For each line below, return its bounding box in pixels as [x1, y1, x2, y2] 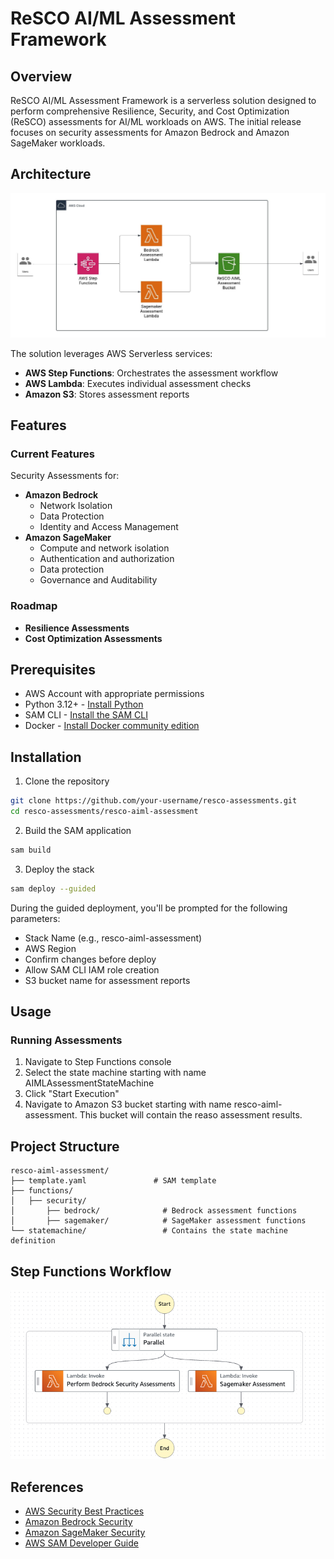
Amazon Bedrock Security [24, 1516, 133, 1528]
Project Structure [10, 1138, 120, 1155]
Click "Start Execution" [24, 1088, 120, 1100]
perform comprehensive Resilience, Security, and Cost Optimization [10, 105, 290, 117]
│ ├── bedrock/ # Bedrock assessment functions [10, 1206, 298, 1216]
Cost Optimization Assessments [24, 632, 163, 644]
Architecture [10, 166, 92, 183]
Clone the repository [24, 775, 110, 787]
